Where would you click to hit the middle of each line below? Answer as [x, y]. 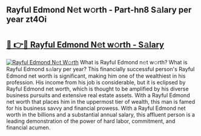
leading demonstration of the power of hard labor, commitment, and [91, 121]
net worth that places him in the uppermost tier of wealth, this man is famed [101, 102]
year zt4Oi [27, 20]
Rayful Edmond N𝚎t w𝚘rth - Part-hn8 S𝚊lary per [99, 10]
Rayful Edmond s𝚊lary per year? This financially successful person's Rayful [100, 69]
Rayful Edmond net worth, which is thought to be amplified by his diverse [97, 89]
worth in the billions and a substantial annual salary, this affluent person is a [101, 114]
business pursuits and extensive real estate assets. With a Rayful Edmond [98, 95]
